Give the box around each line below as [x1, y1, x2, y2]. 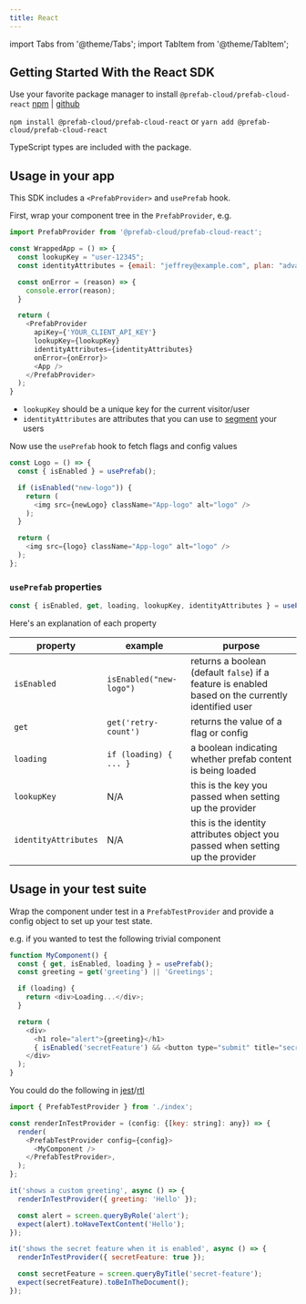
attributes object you [190, 827, 280, 840]
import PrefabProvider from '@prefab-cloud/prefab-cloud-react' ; [9, 228, 262, 237]
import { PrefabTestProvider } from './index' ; [9, 1103, 194, 1112]
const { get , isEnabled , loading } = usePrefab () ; [17, 959, 214, 969]
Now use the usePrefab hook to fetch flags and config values [9, 441, 238, 452]
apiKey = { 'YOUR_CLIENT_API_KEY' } [33, 328, 157, 337]
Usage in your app [9, 168, 116, 183]
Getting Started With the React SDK [9, 65, 216, 80]
